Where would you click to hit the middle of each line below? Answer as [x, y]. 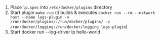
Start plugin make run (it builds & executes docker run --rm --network [83, 12]
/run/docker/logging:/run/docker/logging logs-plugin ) [69, 26]
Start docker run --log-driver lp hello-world [55, 32]
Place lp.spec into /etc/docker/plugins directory [61, 7]
